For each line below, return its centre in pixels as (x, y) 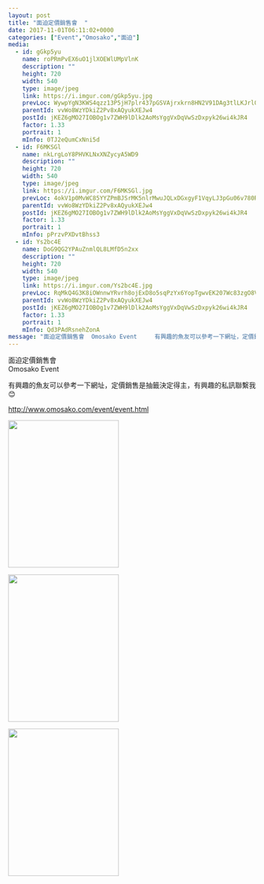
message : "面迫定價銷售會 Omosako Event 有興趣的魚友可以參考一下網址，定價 (131, 337)
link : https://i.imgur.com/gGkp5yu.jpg (88, 96)
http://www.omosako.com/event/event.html (79, 409)
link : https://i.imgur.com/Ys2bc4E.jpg (88, 286)
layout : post (29, 15)
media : (19, 45)
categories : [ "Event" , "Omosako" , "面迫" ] (74, 37)
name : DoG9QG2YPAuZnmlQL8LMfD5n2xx (81, 249)
